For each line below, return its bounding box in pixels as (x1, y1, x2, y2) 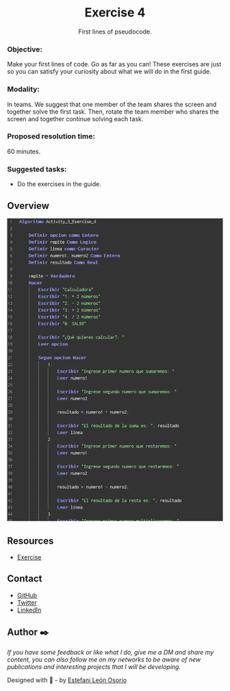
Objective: (7, 45, 42, 54)
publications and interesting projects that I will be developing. (7, 662, 181, 670)
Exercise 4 (84, 5, 146, 21)
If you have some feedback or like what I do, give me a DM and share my (7, 648, 214, 656)
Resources (7, 535, 54, 546)
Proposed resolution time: (7, 131, 96, 141)
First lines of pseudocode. (78, 27, 152, 36)
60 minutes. (7, 147, 41, 155)
